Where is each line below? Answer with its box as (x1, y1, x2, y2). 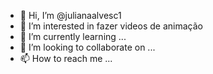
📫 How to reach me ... (19, 53, 113, 64)
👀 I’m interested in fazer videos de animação (19, 20, 203, 32)
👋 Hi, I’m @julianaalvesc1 (19, 10, 122, 21)
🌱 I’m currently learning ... (19, 31, 127, 42)
